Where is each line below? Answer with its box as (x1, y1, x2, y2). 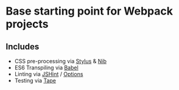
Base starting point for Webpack (5, 4, 174, 18)
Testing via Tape (14, 77, 56, 84)
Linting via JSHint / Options (14, 71, 83, 77)
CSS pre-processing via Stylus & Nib (14, 58, 107, 64)
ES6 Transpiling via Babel (14, 64, 79, 71)
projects (5, 17, 49, 31)
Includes (5, 41, 40, 52)
